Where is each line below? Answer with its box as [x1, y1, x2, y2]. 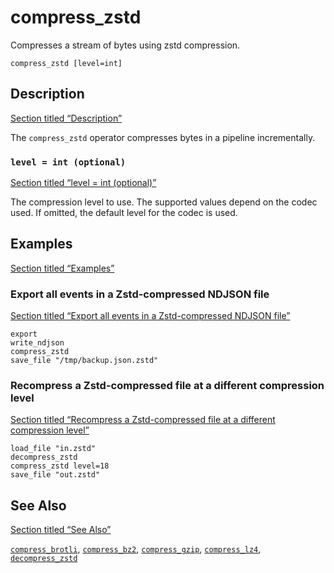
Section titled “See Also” [10, 524, 112, 536]
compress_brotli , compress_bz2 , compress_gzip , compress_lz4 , [10, 543, 262, 555]
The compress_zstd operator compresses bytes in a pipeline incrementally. [10, 131, 316, 143]
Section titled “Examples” [10, 262, 115, 274]
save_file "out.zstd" [10, 470, 101, 480]
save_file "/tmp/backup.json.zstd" [10, 356, 159, 366]
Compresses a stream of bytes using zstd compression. [10, 39, 241, 51]
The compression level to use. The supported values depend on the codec [10, 196, 318, 208]
